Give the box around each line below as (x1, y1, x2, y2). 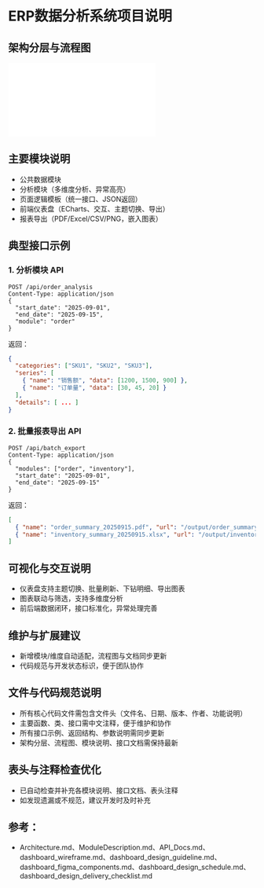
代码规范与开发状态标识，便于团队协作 (19, 661, 144, 670)
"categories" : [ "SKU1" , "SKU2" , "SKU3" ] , (15, 362, 153, 370)
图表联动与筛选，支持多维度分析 (19, 594, 123, 604)
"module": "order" (15, 317, 76, 325)
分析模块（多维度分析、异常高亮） (19, 184, 130, 193)
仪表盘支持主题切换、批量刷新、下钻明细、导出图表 (19, 584, 185, 593)
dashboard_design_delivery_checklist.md (19, 871, 153, 881)
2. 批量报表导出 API (8, 426, 82, 437)
